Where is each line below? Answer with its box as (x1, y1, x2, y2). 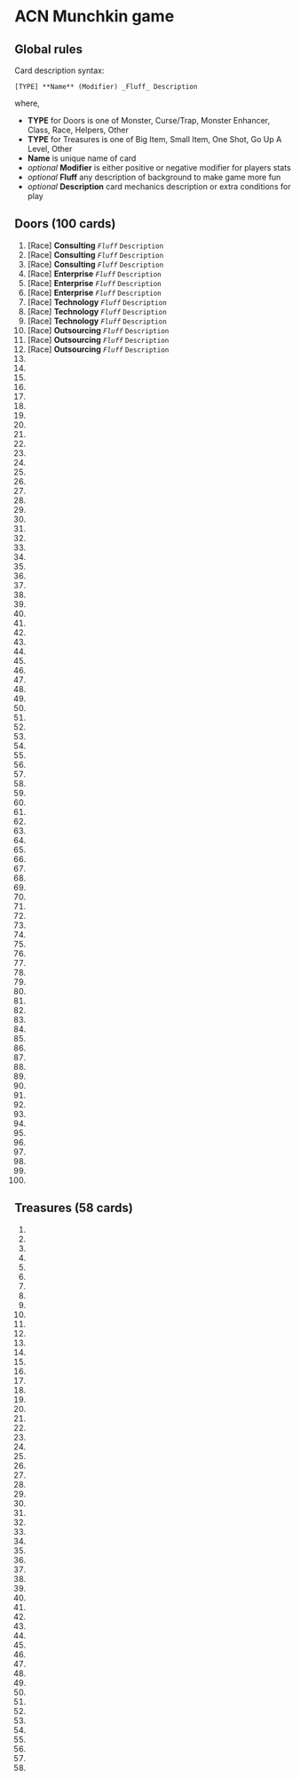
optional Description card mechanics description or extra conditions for (27, 181, 291, 192)
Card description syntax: (14, 65, 105, 76)
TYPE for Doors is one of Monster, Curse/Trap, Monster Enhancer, (27, 116, 271, 125)
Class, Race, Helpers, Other (27, 124, 130, 135)
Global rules (14, 42, 83, 57)
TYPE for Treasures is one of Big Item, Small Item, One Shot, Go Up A (27, 134, 282, 144)
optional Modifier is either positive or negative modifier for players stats (27, 163, 291, 172)
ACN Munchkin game (14, 6, 175, 27)
